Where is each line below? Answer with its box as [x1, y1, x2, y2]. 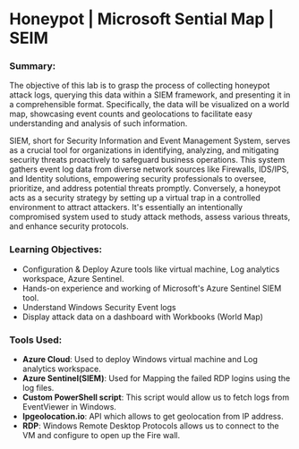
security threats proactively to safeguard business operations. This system [9, 155, 285, 165]
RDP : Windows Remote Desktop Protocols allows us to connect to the [21, 420, 279, 431]
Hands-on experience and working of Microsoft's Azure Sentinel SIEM [21, 283, 282, 293]
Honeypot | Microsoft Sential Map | [9, 9, 275, 30]
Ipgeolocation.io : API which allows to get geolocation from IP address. [21, 411, 284, 422]
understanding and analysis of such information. [9, 118, 188, 129]
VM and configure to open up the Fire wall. [21, 430, 181, 441]
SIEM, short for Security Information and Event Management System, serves [9, 135, 291, 147]
